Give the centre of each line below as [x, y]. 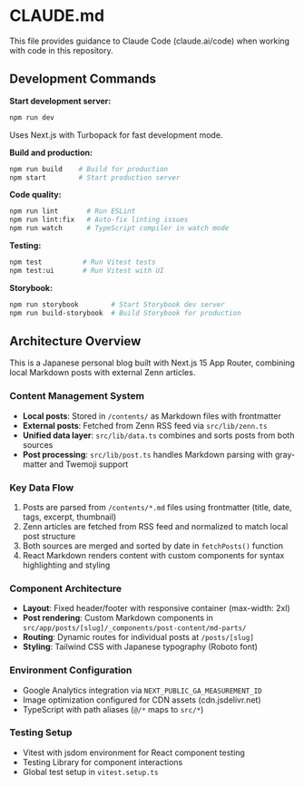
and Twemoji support [89, 464]
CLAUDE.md [57, 16]
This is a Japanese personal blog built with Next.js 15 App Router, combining [152, 363]
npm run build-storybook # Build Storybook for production [126, 313]
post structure [49, 536]
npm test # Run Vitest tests [83, 262]
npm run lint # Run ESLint [73, 211]
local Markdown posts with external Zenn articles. [103, 373]
